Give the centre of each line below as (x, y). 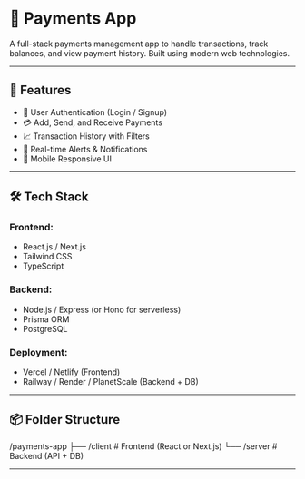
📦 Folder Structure (65, 420)
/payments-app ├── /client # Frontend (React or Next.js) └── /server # (143, 446)
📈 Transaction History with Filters (86, 136)
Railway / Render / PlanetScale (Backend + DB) (111, 382)
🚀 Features (40, 90)
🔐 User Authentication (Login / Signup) (95, 112)
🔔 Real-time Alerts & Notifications (85, 149)
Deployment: (39, 352)
